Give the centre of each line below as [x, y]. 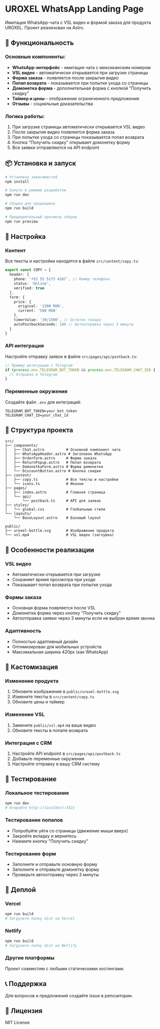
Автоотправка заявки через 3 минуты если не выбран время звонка [83, 618]
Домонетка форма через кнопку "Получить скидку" [66, 613]
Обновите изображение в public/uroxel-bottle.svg [65, 692]
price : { [23, 302]
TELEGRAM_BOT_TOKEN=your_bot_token [41, 411]
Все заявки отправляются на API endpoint [56, 147]
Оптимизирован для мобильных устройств [57, 646]
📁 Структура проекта [39, 430]
